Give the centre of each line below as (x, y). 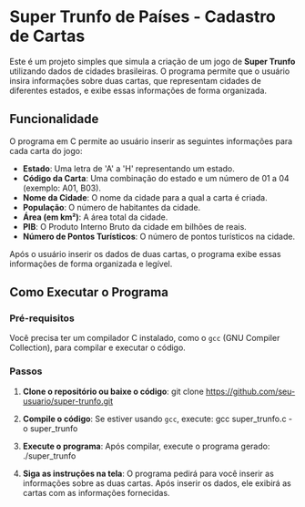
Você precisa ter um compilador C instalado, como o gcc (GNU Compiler (145, 338)
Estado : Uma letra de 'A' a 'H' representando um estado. (128, 168)
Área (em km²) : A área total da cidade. (95, 217)
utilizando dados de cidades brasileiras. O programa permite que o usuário (150, 71)
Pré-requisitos (42, 318)
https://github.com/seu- (250, 391)
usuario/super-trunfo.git (68, 401)
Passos (26, 371)
